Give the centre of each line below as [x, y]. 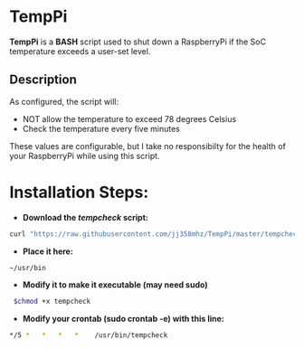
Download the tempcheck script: [85, 217]
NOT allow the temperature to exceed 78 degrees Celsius [129, 118]
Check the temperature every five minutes [101, 128]
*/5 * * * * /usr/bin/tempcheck [89, 335]
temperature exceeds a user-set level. [80, 51]
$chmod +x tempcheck [52, 302]
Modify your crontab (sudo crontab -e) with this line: [123, 319]
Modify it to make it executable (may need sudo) [115, 285]
